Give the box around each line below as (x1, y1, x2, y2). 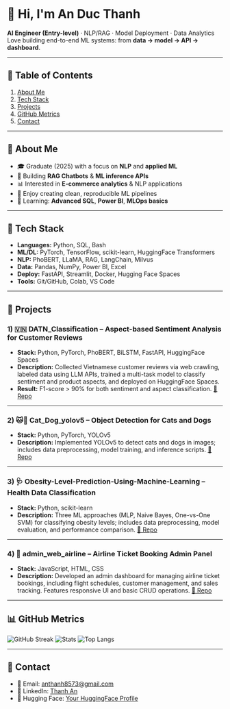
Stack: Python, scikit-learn (16, 503, 93, 512)
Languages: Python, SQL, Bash (16, 241, 106, 249)
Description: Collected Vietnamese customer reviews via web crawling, (16, 363, 220, 371)
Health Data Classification (7, 488, 96, 497)
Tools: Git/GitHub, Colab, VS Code (16, 277, 115, 286)
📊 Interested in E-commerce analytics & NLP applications (16, 179, 183, 188)
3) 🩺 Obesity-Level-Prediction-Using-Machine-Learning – (7, 477, 205, 486)
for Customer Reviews (7, 332, 84, 342)
